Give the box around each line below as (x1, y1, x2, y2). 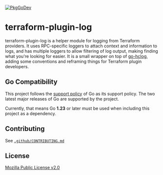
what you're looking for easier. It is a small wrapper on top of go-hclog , (5, 53, 148, 59)
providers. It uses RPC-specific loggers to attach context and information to (5, 43, 158, 49)
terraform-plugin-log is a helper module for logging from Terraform (5, 38, 140, 43)
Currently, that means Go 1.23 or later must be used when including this (5, 105, 150, 111)
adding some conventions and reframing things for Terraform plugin (5, 58, 142, 64)
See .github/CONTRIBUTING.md (5, 137, 64, 143)
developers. (5, 63, 29, 69)
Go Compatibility (5, 78, 58, 86)
